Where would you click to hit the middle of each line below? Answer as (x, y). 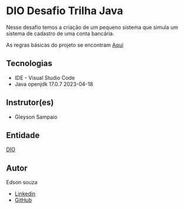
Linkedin (25, 194)
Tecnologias (29, 63)
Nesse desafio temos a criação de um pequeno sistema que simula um (92, 27)
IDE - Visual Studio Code (45, 77)
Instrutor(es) (30, 102)
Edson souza (22, 182)
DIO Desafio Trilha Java (65, 11)
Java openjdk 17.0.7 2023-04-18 (54, 84)
